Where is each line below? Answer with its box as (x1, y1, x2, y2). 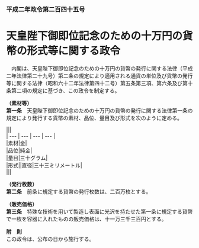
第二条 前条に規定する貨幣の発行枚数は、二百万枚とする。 (6, 188, 152, 195)
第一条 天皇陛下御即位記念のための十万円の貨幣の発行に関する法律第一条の (6, 107, 193, 114)
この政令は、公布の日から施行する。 (6, 235, 95, 242)
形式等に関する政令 (27, 44, 121, 57)
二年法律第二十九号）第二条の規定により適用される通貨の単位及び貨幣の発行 (6, 72, 193, 79)
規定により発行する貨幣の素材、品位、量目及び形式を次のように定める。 (6, 114, 182, 121)
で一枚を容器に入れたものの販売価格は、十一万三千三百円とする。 (6, 215, 167, 223)
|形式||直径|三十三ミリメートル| (6, 162, 83, 169)
